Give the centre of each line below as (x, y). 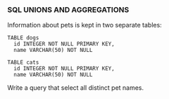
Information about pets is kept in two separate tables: (84, 25)
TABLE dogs (23, 38)
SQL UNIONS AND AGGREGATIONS (68, 10)
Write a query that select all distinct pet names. (76, 88)
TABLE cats (23, 62)
